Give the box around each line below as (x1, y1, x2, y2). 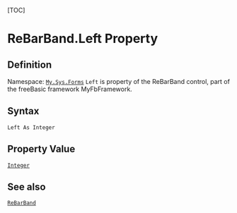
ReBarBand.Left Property (7, 31, 158, 47)
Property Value (7, 143, 76, 155)
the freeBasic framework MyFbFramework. (7, 85, 132, 93)
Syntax (7, 105, 40, 117)
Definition (7, 59, 52, 71)
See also (7, 181, 46, 193)
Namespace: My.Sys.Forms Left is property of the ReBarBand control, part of (7, 78, 230, 85)
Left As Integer (7, 123, 55, 131)
